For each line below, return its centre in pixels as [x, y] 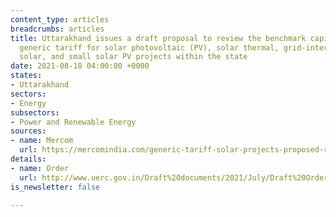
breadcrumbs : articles [57, 29]
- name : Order [40, 168]
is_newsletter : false [55, 187]
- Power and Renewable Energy [73, 122]
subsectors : [35, 112]
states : [26, 76]
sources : [28, 131]
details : [28, 159]
